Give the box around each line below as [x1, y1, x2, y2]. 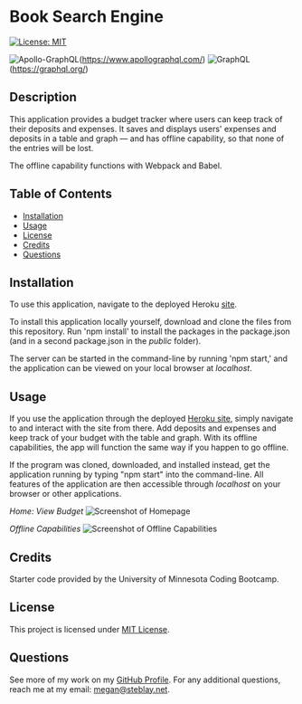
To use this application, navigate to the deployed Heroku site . [9, 299, 238, 309]
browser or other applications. [9, 489, 122, 499]
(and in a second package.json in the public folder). [9, 336, 202, 347]
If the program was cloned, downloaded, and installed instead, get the [9, 460, 270, 471]
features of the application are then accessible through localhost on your [9, 479, 281, 490]
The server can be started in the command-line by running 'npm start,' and [9, 353, 288, 364]
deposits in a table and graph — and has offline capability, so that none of [9, 133, 285, 144]
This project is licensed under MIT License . [9, 623, 170, 634]
